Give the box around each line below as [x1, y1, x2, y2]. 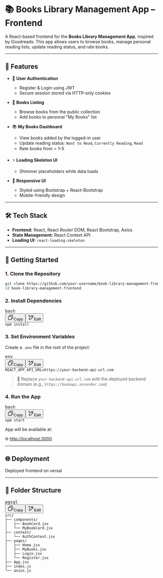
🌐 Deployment [5, 455, 49, 463]
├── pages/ [5, 538, 27, 543]
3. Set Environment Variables [5, 333, 75, 340]
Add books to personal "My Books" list [19, 114, 97, 119]
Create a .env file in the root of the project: [5, 344, 90, 350]
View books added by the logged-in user [19, 135, 101, 141]
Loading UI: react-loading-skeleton [12, 237, 85, 243]
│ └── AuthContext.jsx [5, 534, 55, 539]
